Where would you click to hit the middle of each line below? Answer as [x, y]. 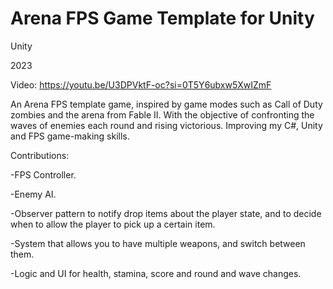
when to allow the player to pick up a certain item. [113, 224]
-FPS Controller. [43, 174]
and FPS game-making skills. [70, 136]
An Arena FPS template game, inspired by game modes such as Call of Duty [166, 104]
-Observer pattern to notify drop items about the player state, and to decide [166, 213]
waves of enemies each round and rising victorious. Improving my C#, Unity [166, 125]
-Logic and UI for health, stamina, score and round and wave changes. [156, 273]
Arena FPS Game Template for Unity [162, 18]
